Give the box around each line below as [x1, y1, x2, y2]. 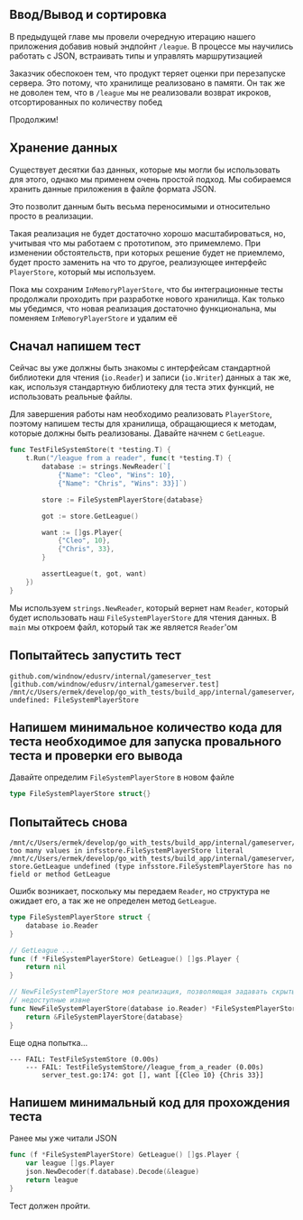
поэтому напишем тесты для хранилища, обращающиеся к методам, [9, 419, 277, 430]
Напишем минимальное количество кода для [9, 719, 282, 735]
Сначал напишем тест [9, 338, 142, 355]
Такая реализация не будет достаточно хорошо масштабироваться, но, [9, 227, 286, 238]
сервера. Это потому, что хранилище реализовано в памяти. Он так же [9, 77, 286, 88]
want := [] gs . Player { [41, 528, 124, 537]
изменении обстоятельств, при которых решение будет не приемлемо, [9, 247, 286, 258]
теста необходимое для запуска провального [9, 734, 282, 749]
